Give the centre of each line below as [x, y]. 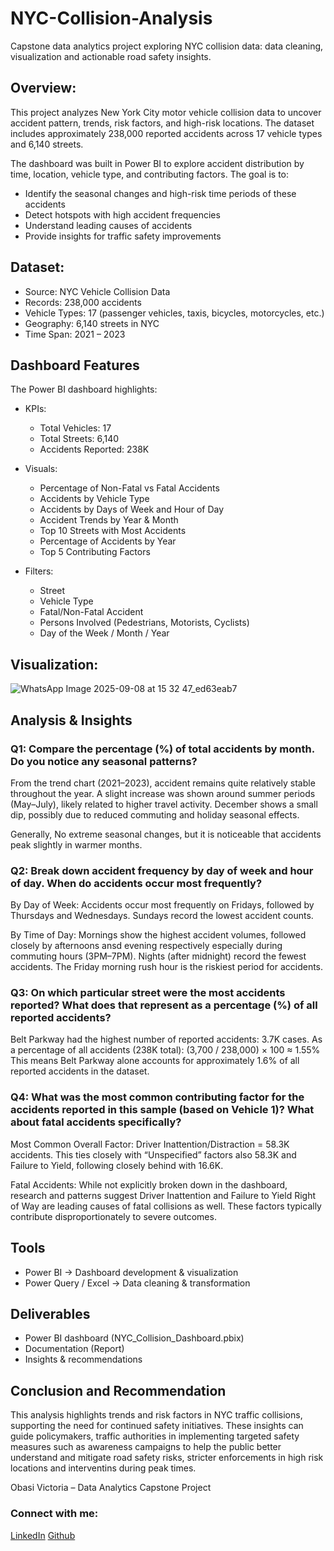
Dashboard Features [75, 365]
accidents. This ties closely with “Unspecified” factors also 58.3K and [153, 1154]
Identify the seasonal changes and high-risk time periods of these [160, 193]
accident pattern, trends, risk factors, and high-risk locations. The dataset [162, 123]
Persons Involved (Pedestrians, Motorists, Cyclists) [144, 623]
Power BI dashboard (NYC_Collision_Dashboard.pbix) [134, 1338]
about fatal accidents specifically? [96, 1122]
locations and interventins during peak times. [103, 1468]
